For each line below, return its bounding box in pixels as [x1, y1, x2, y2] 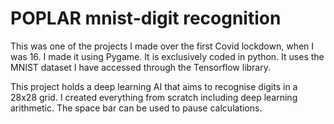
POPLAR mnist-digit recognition [10, 7, 282, 30]
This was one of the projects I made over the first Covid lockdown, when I [10, 40, 315, 52]
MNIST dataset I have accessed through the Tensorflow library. [10, 61, 272, 73]
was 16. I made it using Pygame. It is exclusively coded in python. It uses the [10, 50, 325, 62]
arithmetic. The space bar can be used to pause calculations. [10, 102, 263, 114]
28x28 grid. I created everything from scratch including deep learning [10, 91, 298, 103]
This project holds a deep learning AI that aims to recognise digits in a [10, 80, 298, 92]
